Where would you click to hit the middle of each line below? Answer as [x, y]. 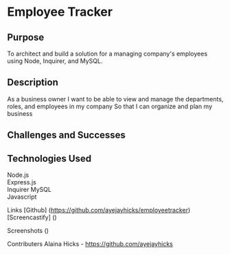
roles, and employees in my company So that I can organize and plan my [110, 106]
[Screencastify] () [32, 217]
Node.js [18, 175]
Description [33, 83]
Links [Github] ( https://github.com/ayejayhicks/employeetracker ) [99, 210]
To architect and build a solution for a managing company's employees [107, 53]
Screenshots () [28, 231]
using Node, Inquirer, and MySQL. [55, 61]
